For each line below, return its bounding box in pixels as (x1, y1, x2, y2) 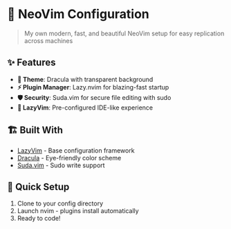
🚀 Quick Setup (7, 180, 70, 193)
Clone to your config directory (17, 199, 104, 207)
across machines (24, 36, 73, 44)
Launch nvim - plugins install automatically (17, 207, 140, 215)
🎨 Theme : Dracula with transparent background (17, 75, 154, 83)
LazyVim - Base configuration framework (17, 146, 135, 155)
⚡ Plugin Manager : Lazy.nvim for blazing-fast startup (17, 83, 169, 91)
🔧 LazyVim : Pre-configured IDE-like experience (17, 103, 154, 112)
